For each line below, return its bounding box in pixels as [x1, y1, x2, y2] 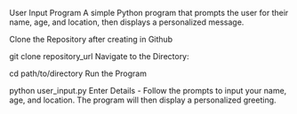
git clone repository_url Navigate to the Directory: [9, 51, 189, 61]
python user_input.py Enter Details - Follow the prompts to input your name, [9, 86, 287, 95]
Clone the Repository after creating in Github [9, 34, 173, 44]
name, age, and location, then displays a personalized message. [9, 17, 245, 27]
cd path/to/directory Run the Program [9, 68, 147, 79]
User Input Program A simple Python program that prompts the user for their [9, 8, 289, 18]
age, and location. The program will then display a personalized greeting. [9, 95, 277, 105]
